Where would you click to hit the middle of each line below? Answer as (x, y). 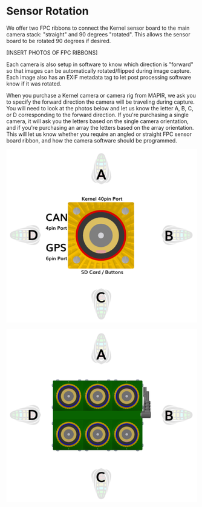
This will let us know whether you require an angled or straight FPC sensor (99, 134)
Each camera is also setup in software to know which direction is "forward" (100, 64)
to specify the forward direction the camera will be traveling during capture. (101, 102)
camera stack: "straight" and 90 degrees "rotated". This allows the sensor (98, 34)
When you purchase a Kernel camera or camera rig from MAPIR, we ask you (101, 95)
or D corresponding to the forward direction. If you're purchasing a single (98, 115)
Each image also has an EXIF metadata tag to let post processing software (99, 77)
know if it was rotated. (34, 84)
